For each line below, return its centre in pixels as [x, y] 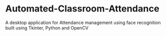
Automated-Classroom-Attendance [82, 9]
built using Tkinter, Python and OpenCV [47, 27]
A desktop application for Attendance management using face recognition [83, 22]
